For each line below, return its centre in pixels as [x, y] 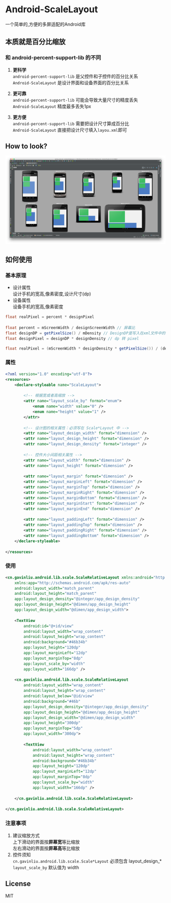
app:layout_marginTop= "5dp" [53, 728]
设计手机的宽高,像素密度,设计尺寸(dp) [52, 294]
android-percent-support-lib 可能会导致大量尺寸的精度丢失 [75, 100]
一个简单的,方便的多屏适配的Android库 [45, 24]
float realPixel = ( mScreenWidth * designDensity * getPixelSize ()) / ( [84, 349]
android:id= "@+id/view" [49, 626]
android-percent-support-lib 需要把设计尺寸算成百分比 [71, 123]
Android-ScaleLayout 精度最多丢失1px [52, 106]
